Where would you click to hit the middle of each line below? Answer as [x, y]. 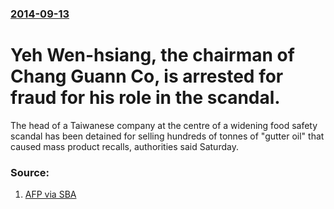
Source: [30, 172]
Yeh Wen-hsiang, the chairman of [152, 55]
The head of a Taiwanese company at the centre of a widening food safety [164, 125]
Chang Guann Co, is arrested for [147, 76]
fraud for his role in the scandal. [145, 98]
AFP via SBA [50, 194]
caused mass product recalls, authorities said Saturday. [124, 146]
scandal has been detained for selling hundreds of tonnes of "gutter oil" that [167, 136]
